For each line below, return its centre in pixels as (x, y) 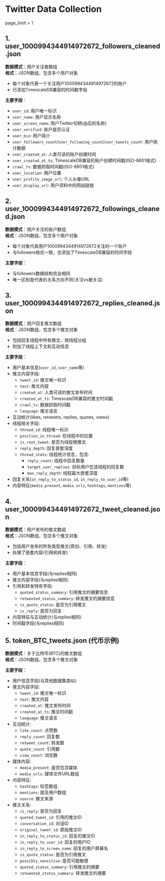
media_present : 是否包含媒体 (49, 768)
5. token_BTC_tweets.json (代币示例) (62, 640)
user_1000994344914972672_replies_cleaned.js (82, 303)
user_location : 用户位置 (37, 173)
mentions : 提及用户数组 (43, 792)
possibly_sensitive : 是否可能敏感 (54, 861)
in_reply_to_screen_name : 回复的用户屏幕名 (64, 848)
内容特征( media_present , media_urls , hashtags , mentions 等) (72, 486)
